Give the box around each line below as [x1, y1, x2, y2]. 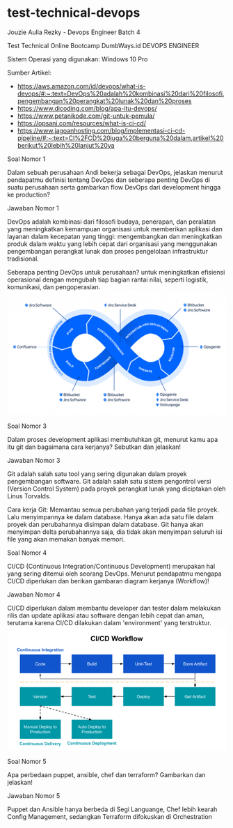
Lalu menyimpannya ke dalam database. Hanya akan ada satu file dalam [7, 513, 214, 521]
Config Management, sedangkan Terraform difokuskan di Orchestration [7, 812, 212, 820]
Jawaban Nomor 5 [7, 791, 61, 799]
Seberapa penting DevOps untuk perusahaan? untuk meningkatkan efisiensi [7, 268, 225, 276]
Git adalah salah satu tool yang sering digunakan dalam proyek [7, 470, 187, 478]
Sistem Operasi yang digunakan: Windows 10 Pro [7, 54, 148, 63]
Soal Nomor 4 [7, 549, 47, 557]
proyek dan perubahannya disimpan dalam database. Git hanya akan [7, 521, 204, 529]
